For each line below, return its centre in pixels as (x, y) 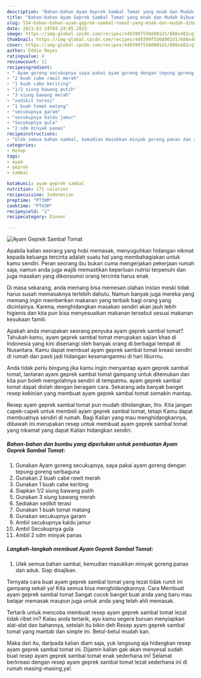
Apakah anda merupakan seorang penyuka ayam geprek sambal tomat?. (96, 331)
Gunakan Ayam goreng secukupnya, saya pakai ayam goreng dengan (101, 465)
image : (15, 34)
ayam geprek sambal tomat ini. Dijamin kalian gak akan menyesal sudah (95, 649)
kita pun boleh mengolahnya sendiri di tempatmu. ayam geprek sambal (94, 381)
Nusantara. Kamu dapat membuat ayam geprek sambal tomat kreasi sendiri (99, 350)
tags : (13, 156)
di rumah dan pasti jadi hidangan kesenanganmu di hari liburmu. (86, 357)
